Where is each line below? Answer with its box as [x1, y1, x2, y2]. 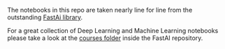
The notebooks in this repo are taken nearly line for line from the [7, 6, 193, 14]
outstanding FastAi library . [7, 13, 83, 21]
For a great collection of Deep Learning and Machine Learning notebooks [7, 27, 219, 35]
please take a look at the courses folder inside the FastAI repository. [7, 34, 203, 42]
